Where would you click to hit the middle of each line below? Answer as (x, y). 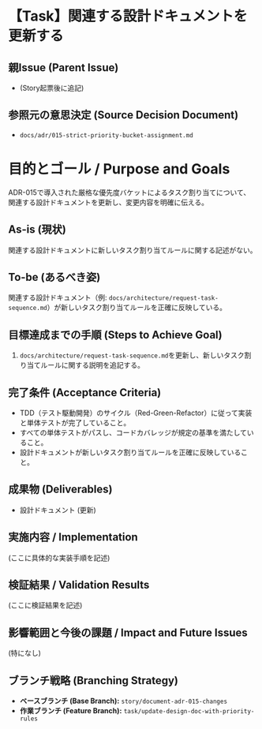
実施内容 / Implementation (73, 537)
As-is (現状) (37, 230)
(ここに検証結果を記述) (45, 605)
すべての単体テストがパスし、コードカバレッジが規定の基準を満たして (133, 432)
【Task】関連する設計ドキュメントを (128, 16)
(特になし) (25, 653)
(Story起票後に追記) (52, 88)
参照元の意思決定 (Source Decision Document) (124, 115)
